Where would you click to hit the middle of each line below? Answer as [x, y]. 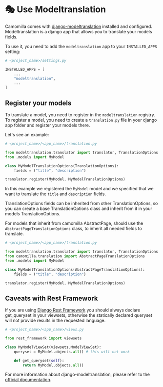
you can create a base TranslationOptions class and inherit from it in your [79, 208]
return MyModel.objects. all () [53, 365]
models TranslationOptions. [33, 214]
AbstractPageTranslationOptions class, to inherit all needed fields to [74, 229]
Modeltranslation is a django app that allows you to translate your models [79, 31]
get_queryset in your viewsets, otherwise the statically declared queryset [79, 315]
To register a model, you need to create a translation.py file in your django [81, 120]
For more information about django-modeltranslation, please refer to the [78, 374]
